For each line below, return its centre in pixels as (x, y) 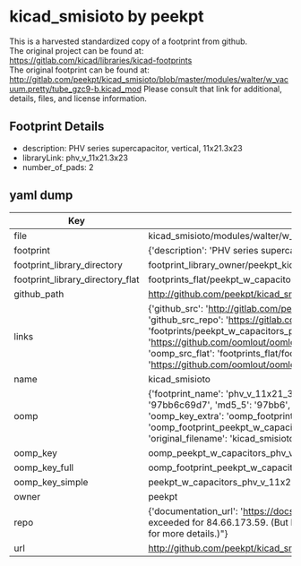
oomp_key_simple (51, 482)
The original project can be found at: (77, 50)
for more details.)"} (188, 533)
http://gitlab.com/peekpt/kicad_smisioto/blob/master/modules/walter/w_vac (149, 79)
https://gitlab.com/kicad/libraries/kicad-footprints (101, 60)
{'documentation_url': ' (195, 510)
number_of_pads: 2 (58, 167)
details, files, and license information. (78, 98)
